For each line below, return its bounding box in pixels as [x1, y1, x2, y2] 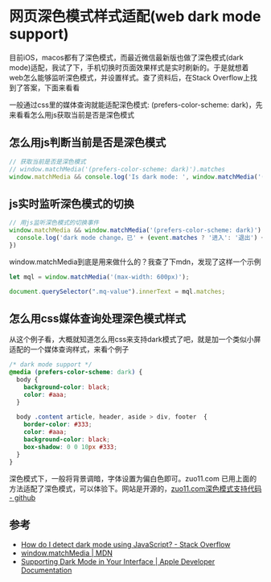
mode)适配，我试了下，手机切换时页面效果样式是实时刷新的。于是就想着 [9, 62, 249, 72]
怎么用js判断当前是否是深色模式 [9, 136, 166, 150]
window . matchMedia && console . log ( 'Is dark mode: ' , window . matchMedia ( [9, 172, 258, 181]
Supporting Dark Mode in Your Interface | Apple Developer [20, 557, 216, 567]
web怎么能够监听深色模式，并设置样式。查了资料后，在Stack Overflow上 [9, 72, 251, 82]
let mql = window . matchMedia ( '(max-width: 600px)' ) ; [9, 273, 190, 281]
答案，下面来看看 [23, 82, 80, 93]
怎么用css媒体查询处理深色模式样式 [9, 312, 186, 325]
